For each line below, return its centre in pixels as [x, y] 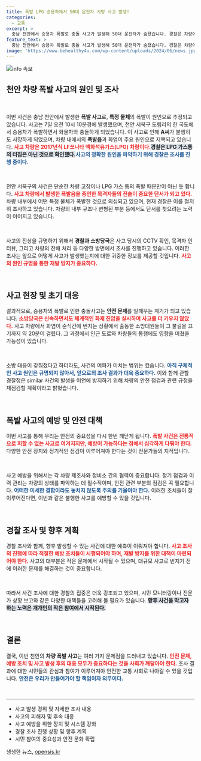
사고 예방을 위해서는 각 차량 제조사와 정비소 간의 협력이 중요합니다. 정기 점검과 [97, 476]
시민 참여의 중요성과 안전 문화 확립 [55, 739]
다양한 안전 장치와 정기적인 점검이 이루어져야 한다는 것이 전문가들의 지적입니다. [98, 451]
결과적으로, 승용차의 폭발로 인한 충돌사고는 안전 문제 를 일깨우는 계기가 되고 [93, 311]
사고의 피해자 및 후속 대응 [45, 716]
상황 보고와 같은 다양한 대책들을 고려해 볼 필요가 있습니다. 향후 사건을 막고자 [100, 600]
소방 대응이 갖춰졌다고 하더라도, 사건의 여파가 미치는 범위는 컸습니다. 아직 [92, 365]
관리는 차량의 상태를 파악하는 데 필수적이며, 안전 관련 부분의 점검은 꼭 [93, 483]
